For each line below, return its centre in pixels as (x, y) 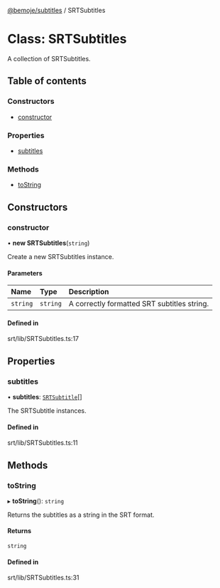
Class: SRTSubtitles (67, 39)
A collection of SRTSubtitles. (49, 58)
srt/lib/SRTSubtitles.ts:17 (43, 339)
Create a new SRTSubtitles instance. (61, 256)
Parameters (25, 273)
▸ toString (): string (36, 500)
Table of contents (47, 81)
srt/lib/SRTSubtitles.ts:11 (43, 443)
